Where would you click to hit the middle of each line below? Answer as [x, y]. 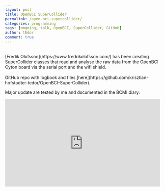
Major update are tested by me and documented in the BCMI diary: [73, 92]
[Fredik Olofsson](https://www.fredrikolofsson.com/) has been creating [77, 56]
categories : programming [30, 23]
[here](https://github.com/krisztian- [112, 77]
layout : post [18, 10]
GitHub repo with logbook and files [40, 77]
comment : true [20, 38]
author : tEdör [20, 33]
